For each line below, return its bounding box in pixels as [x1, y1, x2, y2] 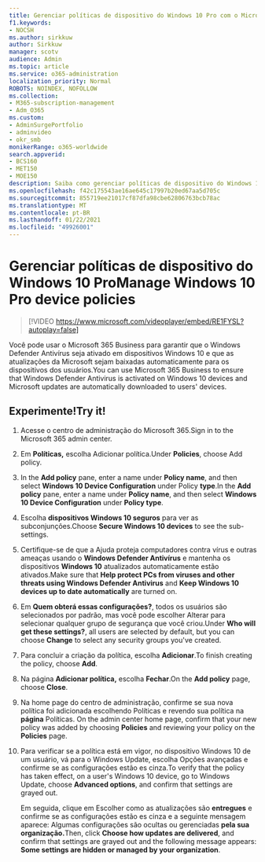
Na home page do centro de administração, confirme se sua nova [20, 697, 234, 707]
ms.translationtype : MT [9, 201, 87, 209]
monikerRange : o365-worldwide [9, 143, 109, 151]
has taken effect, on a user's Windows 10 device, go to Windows [20, 771, 230, 780]
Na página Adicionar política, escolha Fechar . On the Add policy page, [20, 673, 251, 684]
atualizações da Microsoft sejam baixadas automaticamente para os [9, 357, 230, 366]
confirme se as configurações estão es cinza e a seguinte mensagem [20, 811, 246, 821]
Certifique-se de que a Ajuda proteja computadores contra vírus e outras [20, 545, 257, 554]
